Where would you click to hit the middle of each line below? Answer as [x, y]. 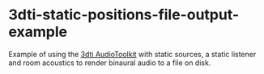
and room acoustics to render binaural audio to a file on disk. [110, 63]
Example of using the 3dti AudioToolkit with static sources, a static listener [132, 54]
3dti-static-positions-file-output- [124, 15]
